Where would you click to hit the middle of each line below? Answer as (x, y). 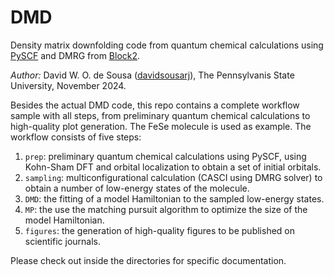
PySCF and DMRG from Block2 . (75, 55)
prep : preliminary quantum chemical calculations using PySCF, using (165, 156)
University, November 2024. (68, 85)
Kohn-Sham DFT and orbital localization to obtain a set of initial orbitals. (173, 167)
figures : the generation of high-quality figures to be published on (159, 230)
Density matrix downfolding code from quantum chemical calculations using (167, 45)
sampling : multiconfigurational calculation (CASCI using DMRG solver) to (173, 177)
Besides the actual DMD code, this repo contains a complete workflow (155, 105)
